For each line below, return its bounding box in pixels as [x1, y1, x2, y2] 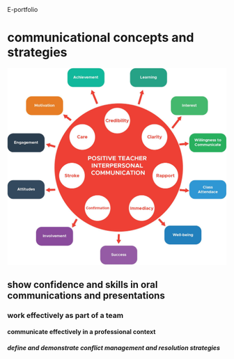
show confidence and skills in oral [7, 278, 158, 290]
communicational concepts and [7, 30, 194, 46]
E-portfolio [7, 6, 38, 13]
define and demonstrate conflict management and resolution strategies [7, 343, 221, 352]
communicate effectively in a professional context [7, 328, 156, 336]
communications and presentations [7, 289, 165, 301]
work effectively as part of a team [7, 310, 124, 320]
